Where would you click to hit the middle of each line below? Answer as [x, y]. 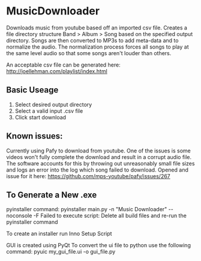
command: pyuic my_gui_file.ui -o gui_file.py [61, 252]
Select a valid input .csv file [49, 111]
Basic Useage [32, 90]
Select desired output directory [53, 104]
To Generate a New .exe [52, 195]
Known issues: [34, 136]
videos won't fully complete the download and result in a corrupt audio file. [99, 157]
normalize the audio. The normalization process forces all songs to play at [97, 47]
